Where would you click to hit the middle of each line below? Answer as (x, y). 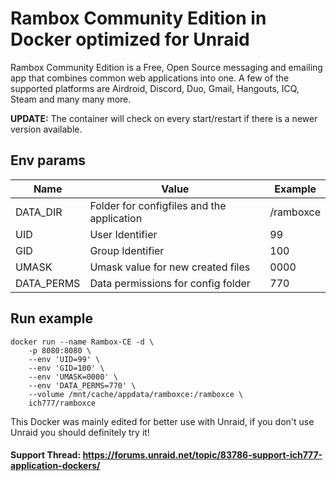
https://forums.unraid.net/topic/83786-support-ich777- (202, 455)
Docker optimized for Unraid (130, 39)
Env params (48, 160)
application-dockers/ (55, 466)
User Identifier (123, 234)
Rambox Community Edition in (138, 18)
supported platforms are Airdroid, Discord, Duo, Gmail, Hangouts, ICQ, (155, 88)
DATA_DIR (39, 212)
